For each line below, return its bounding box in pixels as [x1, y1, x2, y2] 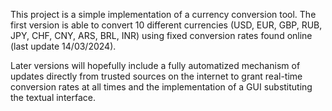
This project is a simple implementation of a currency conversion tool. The [10, 9, 317, 20]
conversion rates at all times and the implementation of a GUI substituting [10, 81, 313, 93]
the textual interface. [10, 92, 96, 103]
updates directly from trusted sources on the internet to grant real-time [10, 70, 303, 82]
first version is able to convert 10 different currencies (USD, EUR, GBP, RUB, [10, 19, 323, 31]
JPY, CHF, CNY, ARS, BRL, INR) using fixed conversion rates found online [10, 30, 313, 41]
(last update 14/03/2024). [10, 40, 117, 52]
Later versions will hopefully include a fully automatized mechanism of [10, 60, 301, 71]
